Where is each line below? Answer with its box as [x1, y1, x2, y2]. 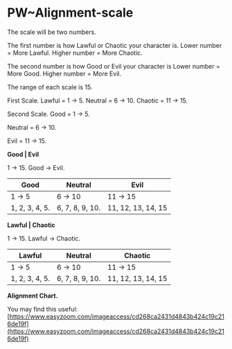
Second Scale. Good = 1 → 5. [7, 110, 90, 118]
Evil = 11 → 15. [7, 137, 47, 145]
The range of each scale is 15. [7, 83, 93, 91]
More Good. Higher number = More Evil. [7, 69, 122, 78]
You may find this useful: [7, 305, 78, 313]
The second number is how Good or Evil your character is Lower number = [7, 62, 220, 70]
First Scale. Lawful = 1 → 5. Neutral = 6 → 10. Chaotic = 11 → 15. [7, 96, 188, 105]
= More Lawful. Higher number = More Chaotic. [7, 49, 143, 57]
